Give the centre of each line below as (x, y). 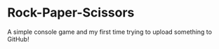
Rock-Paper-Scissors (71, 13)
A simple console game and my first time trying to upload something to (110, 32)
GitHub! (18, 39)
